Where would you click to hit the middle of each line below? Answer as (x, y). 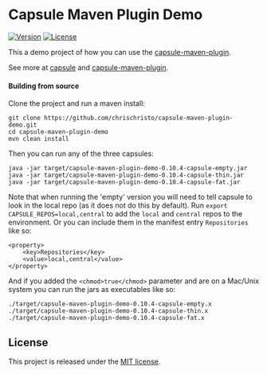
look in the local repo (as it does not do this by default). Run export (118, 205)
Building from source (44, 86)
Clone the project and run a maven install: (77, 103)
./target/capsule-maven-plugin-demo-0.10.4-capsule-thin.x (108, 311)
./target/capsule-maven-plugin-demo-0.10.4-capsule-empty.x (110, 304)
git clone (25, 118)
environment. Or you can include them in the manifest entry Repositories (128, 222)
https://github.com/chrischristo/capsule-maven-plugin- (138, 118)
